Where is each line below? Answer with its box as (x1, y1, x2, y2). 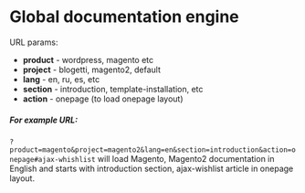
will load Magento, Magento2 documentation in (97, 153, 276, 164)
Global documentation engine (9, 6, 239, 27)
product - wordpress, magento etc (22, 54, 154, 65)
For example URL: (9, 114, 79, 125)
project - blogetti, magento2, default (22, 64, 162, 75)
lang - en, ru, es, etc (22, 73, 100, 84)
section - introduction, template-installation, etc (22, 83, 204, 94)
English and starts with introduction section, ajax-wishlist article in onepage (9, 163, 294, 174)
